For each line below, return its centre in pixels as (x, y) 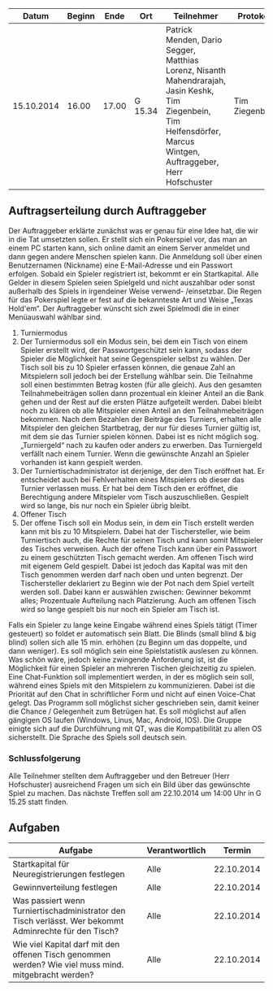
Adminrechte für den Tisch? (66, 931)
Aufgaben (34, 827)
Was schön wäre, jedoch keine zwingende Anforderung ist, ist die (118, 659)
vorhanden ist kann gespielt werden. (81, 462)
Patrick (179, 30)
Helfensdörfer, (193, 131)
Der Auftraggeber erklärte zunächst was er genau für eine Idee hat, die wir (133, 230)
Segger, (181, 50)
